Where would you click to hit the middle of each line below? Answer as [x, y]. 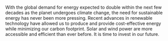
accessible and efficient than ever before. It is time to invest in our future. [82, 34]
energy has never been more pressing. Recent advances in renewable [79, 18]
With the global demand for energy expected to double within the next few [83, 7]
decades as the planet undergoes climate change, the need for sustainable [84, 13]
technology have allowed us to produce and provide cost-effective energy [83, 23]
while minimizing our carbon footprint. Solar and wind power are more [79, 29]
